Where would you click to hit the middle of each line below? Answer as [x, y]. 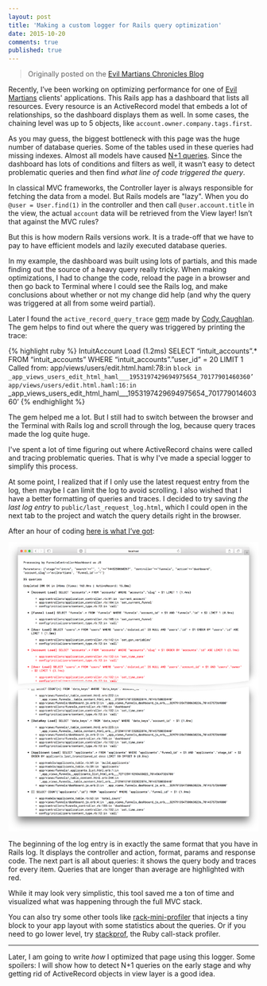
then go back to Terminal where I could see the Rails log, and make [118, 286]
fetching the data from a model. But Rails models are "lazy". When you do [128, 197]
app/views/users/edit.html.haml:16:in [72, 386]
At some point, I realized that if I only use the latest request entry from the [129, 482]
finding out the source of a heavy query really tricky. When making [118, 270]
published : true [35, 51]
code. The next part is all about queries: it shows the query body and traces [132, 860]
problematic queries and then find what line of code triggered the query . [127, 173]
